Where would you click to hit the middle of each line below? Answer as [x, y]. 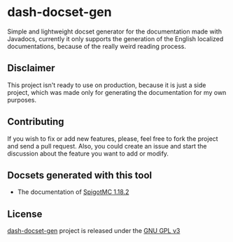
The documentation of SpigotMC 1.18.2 [73, 192]
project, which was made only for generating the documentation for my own [117, 92]
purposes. [22, 100]
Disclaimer [31, 68]
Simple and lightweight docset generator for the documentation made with [115, 31]
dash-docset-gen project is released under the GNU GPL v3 [94, 231]
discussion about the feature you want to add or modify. [88, 153]
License [25, 214]
